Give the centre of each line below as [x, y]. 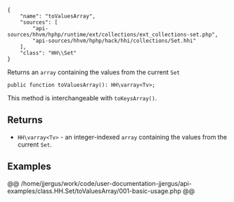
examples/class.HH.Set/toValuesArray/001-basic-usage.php [94, 191]
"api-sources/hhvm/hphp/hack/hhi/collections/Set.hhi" [115, 41]
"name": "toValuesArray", [58, 16]
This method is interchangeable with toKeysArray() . [82, 98]
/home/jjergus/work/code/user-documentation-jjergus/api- [106, 183]
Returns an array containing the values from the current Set [94, 72]
